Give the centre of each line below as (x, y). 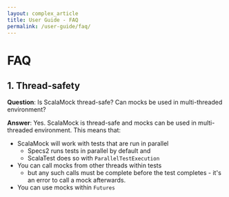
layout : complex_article (43, 13)
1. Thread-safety (44, 86)
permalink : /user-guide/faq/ (49, 26)
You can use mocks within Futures (66, 187)
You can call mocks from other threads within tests (89, 165)
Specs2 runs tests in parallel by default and (89, 151)
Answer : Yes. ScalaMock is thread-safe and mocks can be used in (102, 123)
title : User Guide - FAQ (43, 20)
